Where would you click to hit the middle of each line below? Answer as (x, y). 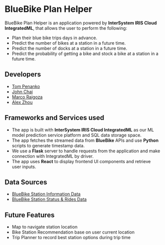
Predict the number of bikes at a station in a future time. (69, 43)
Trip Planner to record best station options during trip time (71, 238)
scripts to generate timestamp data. (48, 145)
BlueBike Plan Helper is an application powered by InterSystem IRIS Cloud (81, 23)
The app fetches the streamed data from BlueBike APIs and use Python (85, 140)
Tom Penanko (26, 86)
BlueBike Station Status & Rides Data (49, 199)
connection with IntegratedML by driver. (53, 156)
